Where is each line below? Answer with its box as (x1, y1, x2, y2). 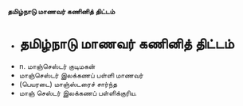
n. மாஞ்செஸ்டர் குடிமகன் (18, 61, 96, 70)
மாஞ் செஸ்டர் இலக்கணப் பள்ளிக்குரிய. (18, 88, 137, 97)
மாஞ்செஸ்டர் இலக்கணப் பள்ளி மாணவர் (18, 70, 144, 80)
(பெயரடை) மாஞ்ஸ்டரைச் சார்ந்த (18, 79, 118, 89)
